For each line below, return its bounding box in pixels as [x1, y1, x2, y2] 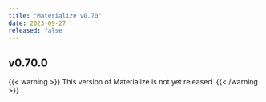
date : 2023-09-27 [8, 19, 66, 27]
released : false [8, 26, 62, 34]
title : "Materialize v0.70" [8, 11, 103, 20]
